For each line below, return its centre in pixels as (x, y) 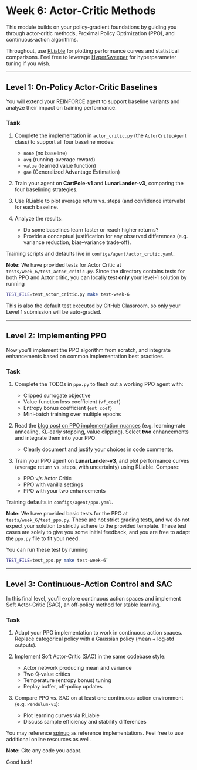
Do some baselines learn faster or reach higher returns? (91, 230)
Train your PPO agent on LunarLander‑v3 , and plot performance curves (102, 461)
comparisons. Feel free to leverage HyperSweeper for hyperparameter (91, 57)
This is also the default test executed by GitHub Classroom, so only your (93, 306)
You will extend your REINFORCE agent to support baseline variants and (93, 101)
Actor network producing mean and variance (77, 668)
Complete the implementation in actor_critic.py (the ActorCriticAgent (101, 135)
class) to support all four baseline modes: (65, 142)
